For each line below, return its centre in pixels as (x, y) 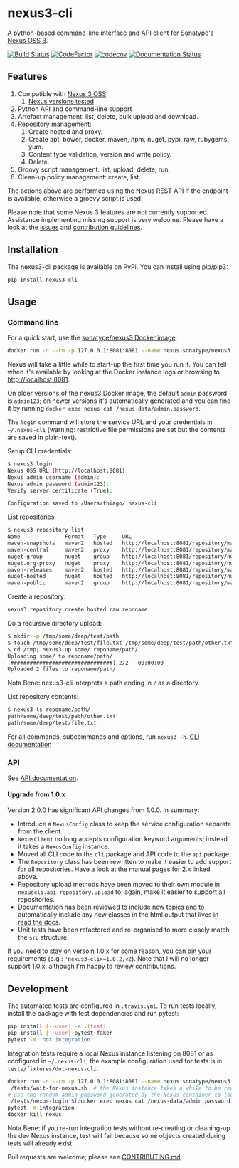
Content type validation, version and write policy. (100, 154)
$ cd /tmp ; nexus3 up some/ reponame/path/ (73, 649)
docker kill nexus (34, 1115)
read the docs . (39, 922)
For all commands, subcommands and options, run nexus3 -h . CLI (103, 736)
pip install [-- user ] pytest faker (60, 1033)
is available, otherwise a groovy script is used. (75, 198)
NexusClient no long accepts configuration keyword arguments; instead (122, 839)
